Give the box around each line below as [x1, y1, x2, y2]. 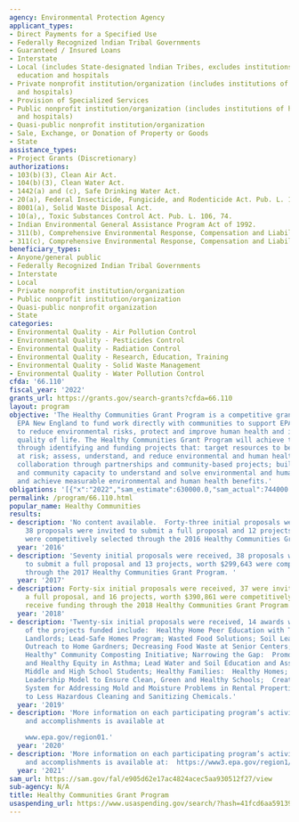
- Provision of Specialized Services [9, 95, 149, 105]
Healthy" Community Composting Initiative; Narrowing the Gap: [25, 651, 265, 660]
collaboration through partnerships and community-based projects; [17, 460, 273, 469]
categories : [9, 320, 53, 329]
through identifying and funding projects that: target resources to [17, 444, 280, 452]
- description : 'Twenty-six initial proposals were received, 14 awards [9, 617, 285, 626]
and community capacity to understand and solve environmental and [17, 468, 273, 477]
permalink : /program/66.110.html [9, 493, 133, 502]
